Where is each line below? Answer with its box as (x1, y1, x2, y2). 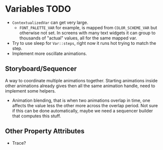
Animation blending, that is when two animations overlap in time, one (12, 97, 150, 103)
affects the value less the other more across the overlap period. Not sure (12, 102, 158, 108)
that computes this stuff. (12, 113, 61, 119)
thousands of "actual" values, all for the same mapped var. (19, 35, 137, 41)
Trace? (12, 140, 26, 146)
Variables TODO (5, 3, 72, 15)
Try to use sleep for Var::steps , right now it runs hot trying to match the (12, 40, 157, 46)
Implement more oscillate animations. (12, 50, 88, 56)
